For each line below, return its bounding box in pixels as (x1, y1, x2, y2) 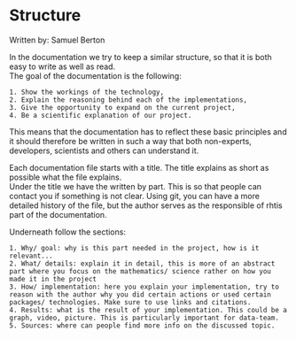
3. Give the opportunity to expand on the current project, (9, 103, 237, 112)
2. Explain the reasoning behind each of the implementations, (9, 95, 248, 104)
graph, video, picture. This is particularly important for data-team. (9, 313, 279, 322)
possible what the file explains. (9, 172, 122, 182)
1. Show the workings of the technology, (9, 88, 165, 96)
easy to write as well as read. (9, 61, 116, 72)
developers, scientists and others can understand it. (9, 145, 199, 156)
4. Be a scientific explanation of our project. (9, 111, 192, 119)
